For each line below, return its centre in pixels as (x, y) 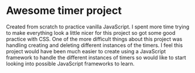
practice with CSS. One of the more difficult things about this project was (94, 39)
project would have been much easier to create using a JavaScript (86, 51)
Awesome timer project (64, 11)
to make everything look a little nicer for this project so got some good (91, 32)
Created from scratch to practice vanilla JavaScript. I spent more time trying (98, 27)
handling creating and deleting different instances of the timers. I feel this (95, 45)
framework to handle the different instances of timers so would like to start (96, 57)
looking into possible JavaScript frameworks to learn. (70, 63)
